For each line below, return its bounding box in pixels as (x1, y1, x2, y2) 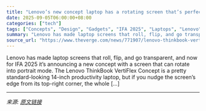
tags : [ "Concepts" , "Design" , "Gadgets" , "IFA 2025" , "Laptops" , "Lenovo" (6, 26, 202, 32)
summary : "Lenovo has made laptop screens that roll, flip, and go (6, 32, 183, 38)
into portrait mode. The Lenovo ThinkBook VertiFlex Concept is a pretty (6, 67, 187, 74)
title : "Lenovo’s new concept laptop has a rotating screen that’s (6, 9, 183, 15)
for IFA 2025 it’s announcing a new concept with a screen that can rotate (6, 60, 190, 68)
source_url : (6, 37, 37, 43)
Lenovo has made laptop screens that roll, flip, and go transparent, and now (6, 54, 198, 61)
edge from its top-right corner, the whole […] (6, 80, 120, 87)
